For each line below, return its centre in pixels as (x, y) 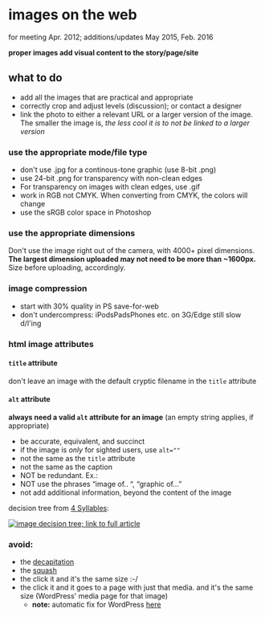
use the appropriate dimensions (72, 233)
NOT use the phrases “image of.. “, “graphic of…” (101, 484)
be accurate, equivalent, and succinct (82, 441)
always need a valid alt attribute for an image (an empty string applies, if (131, 417)
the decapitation (47, 562)
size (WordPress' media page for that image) (94, 596)
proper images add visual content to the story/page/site (104, 52)
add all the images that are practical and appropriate (107, 97)
